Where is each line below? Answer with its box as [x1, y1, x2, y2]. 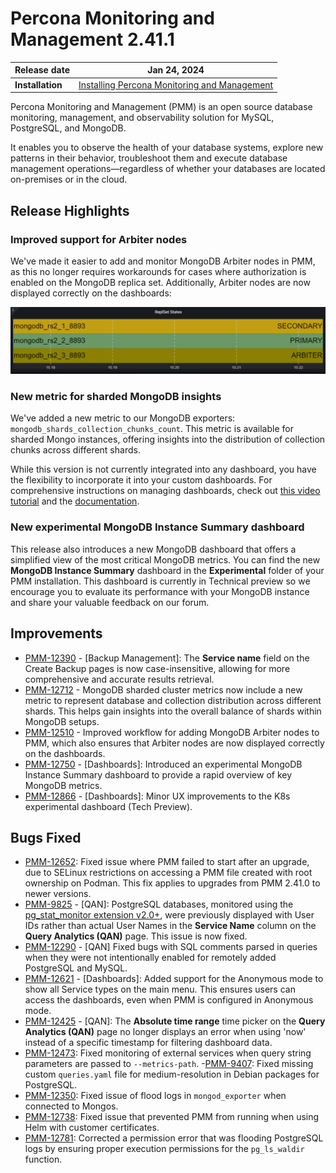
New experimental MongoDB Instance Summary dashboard [10, 520, 305, 534]
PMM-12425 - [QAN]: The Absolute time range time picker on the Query [24, 1015, 326, 1027]
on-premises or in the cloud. [10, 173, 128, 186]
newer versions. [24, 888, 92, 900]
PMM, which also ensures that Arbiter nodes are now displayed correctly [24, 737, 325, 749]
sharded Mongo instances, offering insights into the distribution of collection [10, 433, 326, 446]
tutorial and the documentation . [10, 495, 140, 507]
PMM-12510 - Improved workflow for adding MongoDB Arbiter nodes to [24, 726, 320, 738]
